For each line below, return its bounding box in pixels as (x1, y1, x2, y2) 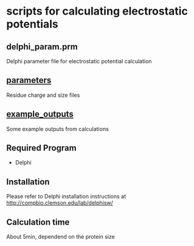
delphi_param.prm (6, 41, 78, 52)
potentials (6, 17, 59, 31)
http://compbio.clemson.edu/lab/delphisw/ (6, 199, 114, 206)
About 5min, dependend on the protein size (6, 233, 116, 241)
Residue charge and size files (6, 91, 80, 99)
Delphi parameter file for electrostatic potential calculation (6, 58, 152, 65)
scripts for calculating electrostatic (6, 4, 189, 18)
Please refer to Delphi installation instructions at (6, 193, 126, 200)
